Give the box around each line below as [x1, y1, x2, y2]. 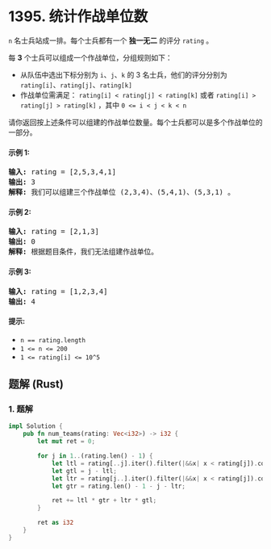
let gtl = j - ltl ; [51, 467, 117, 475]
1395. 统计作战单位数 [8, 7, 148, 26]
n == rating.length [19, 336, 86, 344]
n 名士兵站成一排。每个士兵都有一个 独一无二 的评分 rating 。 [8, 36, 214, 45]
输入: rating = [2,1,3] [8, 227, 99, 237]
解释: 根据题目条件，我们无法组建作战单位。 [8, 247, 159, 257]
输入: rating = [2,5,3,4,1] [8, 167, 117, 177]
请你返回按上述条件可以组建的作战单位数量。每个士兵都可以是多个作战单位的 [8, 117, 263, 127]
